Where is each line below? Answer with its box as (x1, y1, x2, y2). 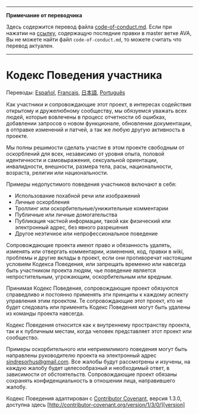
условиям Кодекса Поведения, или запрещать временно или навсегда (6, 260, 187, 267)
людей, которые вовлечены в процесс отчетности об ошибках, (6, 113, 167, 121)
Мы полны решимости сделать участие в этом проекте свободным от (6, 144, 185, 151)
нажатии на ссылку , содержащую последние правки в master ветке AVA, (6, 30, 192, 36)
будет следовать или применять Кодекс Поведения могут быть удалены (6, 304, 191, 311)
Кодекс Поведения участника (6, 69, 163, 82)
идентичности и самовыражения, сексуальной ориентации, (6, 156, 158, 163)
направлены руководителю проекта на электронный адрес (6, 352, 157, 359)
